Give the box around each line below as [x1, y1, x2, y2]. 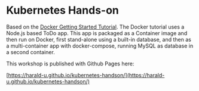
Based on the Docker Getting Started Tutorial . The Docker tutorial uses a [6, 23, 185, 30]
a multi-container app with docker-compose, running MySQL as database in [6, 42, 194, 49]
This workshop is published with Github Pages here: [6, 60, 134, 67]
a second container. [6, 48, 55, 55]
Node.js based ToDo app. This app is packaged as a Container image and [6, 29, 188, 36]
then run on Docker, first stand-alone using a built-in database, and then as [6, 36, 191, 43]
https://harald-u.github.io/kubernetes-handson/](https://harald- [8, 71, 165, 79]
